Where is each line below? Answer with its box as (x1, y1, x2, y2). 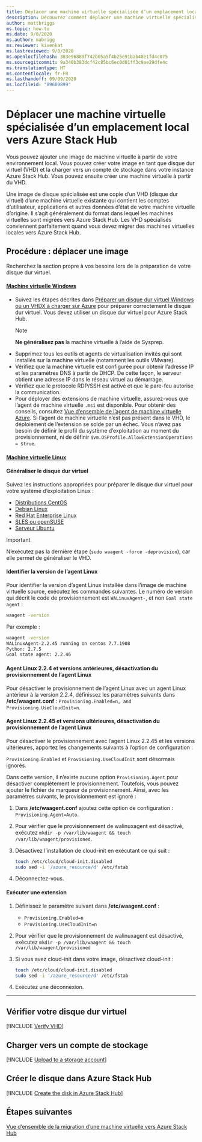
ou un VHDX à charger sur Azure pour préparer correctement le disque (14, 302, 191, 309)
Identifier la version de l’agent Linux (6, 568, 98, 576)
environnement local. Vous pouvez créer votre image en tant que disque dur (6, 159, 195, 166)
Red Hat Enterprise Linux (14, 512, 77, 519)
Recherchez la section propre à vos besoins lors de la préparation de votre (6, 262, 191, 269)
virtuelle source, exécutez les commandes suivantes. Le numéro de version (6, 588, 194, 595)
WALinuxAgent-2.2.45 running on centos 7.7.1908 (6, 640, 130, 647)
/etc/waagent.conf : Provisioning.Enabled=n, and (6, 697, 132, 704)
